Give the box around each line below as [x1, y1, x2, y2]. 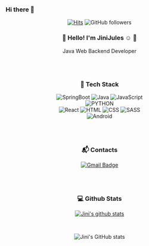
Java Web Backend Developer [63, 47, 136, 54]
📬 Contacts [81, 145, 118, 154]
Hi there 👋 [5, 5, 35, 14]
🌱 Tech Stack [80, 80, 119, 88]
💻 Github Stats [77, 195, 122, 203]
